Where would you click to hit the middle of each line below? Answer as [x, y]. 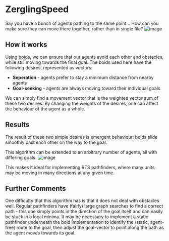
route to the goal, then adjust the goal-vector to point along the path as [90, 228]
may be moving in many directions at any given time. [60, 173]
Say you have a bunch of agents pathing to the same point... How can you [82, 23]
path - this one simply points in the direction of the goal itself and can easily [84, 212]
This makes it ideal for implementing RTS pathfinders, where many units [80, 167]
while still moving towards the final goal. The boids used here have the [78, 62]
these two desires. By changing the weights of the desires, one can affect [82, 103]
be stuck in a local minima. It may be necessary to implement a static [77, 217]
